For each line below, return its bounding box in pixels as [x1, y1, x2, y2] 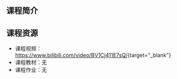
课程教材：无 [14, 59, 47, 66]
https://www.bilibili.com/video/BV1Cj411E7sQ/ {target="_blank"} [14, 51, 172, 59]
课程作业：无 [14, 66, 47, 74]
